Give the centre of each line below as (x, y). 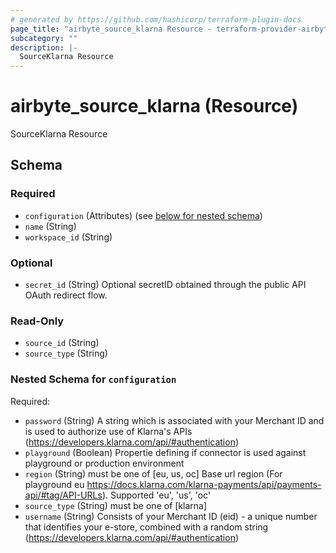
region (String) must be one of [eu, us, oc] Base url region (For (153, 473)
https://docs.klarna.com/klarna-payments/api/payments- (204, 484)
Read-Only (37, 321)
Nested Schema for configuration (93, 379)
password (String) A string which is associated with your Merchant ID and (174, 420)
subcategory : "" (44, 38)
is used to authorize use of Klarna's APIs (108, 431)
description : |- (44, 47)
